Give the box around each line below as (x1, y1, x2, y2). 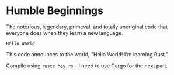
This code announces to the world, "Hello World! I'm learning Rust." (6, 51, 169, 58)
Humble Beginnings (6, 4, 104, 17)
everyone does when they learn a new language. (6, 29, 124, 36)
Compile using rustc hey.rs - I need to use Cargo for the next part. (6, 62, 168, 69)
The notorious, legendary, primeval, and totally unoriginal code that (6, 23, 168, 30)
